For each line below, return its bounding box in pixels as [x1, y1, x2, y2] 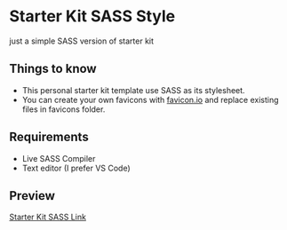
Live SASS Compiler [21, 153, 96, 163]
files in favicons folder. [21, 104, 106, 115]
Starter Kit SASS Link [9, 211, 87, 223]
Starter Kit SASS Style [9, 6, 176, 27]
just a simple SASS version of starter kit [9, 36, 154, 46]
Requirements [9, 130, 89, 145]
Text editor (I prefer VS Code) [21, 163, 131, 173]
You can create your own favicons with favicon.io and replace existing [21, 94, 279, 105]
